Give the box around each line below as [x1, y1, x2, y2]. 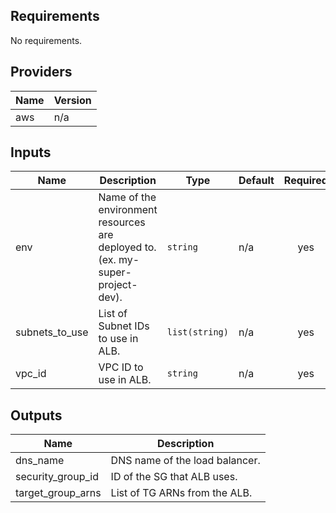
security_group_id [15, 470, 99, 484]
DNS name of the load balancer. [110, 454, 261, 468]
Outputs [10, 407, 63, 424]
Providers [10, 64, 73, 81]
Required [283, 174, 328, 188]
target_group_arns [15, 486, 102, 500]
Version [53, 93, 92, 107]
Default [238, 174, 275, 188]
